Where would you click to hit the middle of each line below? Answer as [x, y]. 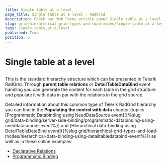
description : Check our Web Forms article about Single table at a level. [84, 19]
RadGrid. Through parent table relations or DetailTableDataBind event [78, 84]
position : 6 [17, 38]
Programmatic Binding [35, 157]
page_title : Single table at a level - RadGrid [55, 14]
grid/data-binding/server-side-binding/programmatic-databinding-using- [80, 120]
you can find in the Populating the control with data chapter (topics [75, 110]
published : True [22, 33]
